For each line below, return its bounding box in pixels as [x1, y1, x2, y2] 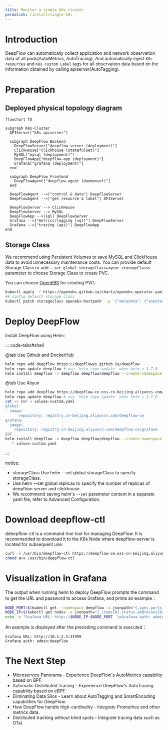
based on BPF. [12, 677, 42, 683]
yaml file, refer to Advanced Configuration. [12, 496, 101, 502]
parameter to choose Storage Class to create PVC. [5, 270, 109, 276]
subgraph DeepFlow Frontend [9, 174, 68, 179]
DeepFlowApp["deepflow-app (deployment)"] [14, 157, 104, 162]
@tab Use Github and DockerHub [5, 352, 74, 358]
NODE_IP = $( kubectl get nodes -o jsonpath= [5, 610, 95, 615]
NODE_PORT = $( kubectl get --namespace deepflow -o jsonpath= [5, 605, 133, 610]
